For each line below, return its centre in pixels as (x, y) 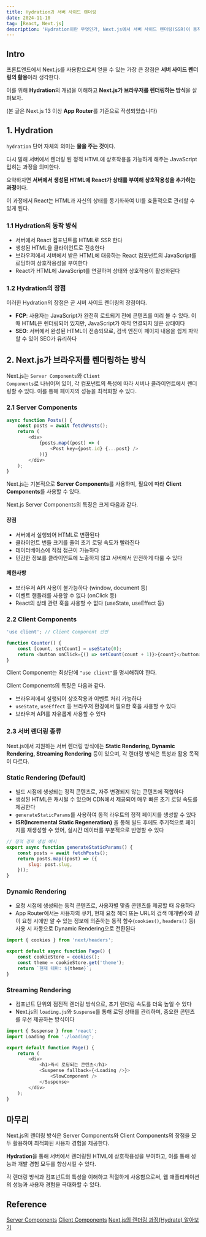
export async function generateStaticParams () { (70, 847)
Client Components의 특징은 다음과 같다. (56, 686)
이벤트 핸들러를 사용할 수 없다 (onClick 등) (66, 595)
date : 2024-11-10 (29, 18)
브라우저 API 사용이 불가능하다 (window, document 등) (82, 588)
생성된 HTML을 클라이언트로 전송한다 (60, 248)
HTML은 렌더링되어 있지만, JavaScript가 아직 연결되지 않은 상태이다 (103, 323)
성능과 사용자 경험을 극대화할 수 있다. (57, 1185)
